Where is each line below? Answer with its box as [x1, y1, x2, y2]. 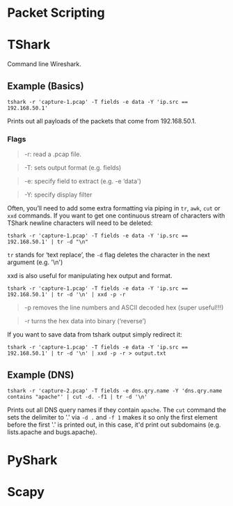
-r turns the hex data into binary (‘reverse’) [24, 317, 147, 325]
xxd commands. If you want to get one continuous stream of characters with [7, 211, 225, 220]
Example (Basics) [7, 80, 85, 92]
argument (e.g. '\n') [7, 258, 63, 266]
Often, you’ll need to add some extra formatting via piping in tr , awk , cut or [7, 204, 220, 213]
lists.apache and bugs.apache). [7, 428, 97, 436]
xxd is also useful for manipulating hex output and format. [7, 272, 172, 280]
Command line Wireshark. [7, 60, 82, 68]
